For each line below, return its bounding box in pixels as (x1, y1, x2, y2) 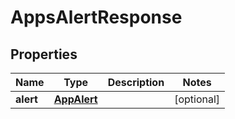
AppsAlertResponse (10, 6, 183, 29)
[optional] (174, 92, 221, 106)
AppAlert (53, 92, 98, 106)
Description (107, 76, 165, 89)
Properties (10, 46, 78, 63)
